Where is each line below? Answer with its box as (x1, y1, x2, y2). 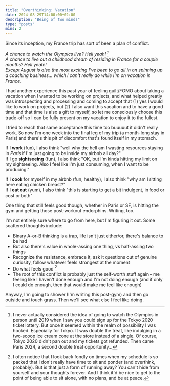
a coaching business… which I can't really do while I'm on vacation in (5, 72, 151, 79)
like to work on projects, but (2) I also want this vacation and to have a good (5, 103, 163, 109)
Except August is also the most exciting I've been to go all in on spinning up (5, 67, 163, 73)
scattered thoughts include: (5, 222, 63, 228)
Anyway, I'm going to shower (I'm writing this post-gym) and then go (5, 292, 148, 298)
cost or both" (5, 192, 33, 198)
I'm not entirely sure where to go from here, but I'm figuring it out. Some (5, 217, 155, 223)
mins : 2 (5, 26, 22, 31)
